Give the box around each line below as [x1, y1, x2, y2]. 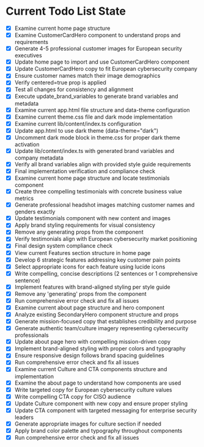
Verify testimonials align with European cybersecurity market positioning [14, 235, 197, 243]
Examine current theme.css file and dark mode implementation [14, 113, 173, 120]
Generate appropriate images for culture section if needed [14, 420, 162, 427]
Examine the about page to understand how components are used [14, 379, 181, 386]
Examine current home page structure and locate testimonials [14, 174, 170, 182]
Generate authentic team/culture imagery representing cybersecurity [14, 325, 189, 332]
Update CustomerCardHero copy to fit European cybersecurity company [14, 65, 198, 73]
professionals [14, 331, 49, 339]
